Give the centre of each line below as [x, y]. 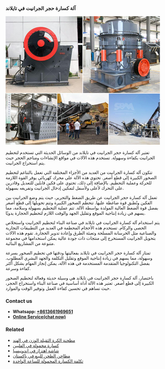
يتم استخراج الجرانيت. [25, 163]
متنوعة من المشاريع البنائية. [30, 243]
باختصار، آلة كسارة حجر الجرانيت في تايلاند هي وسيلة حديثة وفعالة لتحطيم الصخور [80, 278]
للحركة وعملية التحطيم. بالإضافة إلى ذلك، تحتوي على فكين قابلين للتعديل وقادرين [79, 183]
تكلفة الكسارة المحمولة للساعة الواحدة [48, 361]
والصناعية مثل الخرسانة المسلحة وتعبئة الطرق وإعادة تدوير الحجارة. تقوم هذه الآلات [81, 233]
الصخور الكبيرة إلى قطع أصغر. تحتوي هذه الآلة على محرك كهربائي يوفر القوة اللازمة [81, 177]
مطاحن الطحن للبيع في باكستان [41, 356]
